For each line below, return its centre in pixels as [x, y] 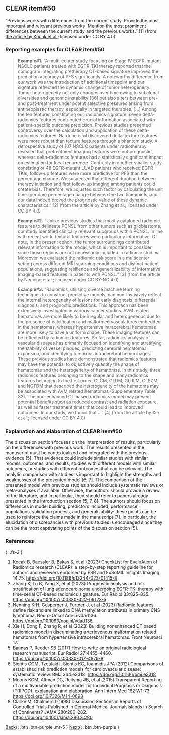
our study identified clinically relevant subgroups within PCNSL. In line [90, 231]
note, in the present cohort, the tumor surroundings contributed [83, 242]
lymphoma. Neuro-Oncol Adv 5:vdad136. [55, 615]
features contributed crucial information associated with [97, 120]
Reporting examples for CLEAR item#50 [55, 49]
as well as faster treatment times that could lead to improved [80, 407]
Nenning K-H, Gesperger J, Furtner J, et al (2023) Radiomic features [83, 605]
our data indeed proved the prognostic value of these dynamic [82, 200]
